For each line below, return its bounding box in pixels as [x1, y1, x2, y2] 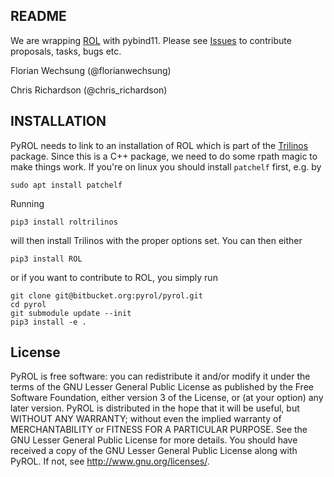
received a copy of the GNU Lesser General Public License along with [10, 445, 298, 457]
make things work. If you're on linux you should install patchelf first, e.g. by [10, 160, 322, 173]
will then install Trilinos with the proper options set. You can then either [10, 234, 303, 246]
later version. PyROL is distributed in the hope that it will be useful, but [10, 402, 300, 414]
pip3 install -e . [10, 317, 87, 327]
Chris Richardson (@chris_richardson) [10, 84, 168, 96]
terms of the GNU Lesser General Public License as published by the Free [10, 381, 314, 393]
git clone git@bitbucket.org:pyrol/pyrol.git [10, 290, 203, 301]
